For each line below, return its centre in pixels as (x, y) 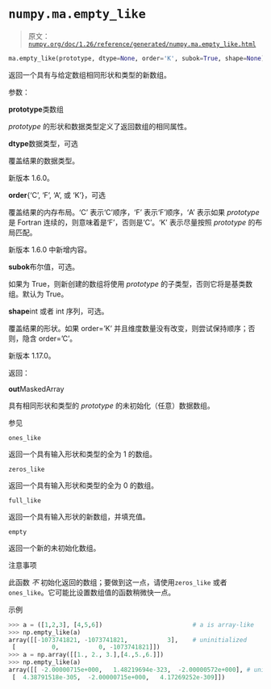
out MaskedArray (36, 389)
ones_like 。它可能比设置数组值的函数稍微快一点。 (92, 592)
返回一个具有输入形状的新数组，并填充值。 (79, 516)
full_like (25, 500)
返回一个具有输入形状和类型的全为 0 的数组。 (83, 485)
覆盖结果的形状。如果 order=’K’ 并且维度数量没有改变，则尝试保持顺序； (128, 328)
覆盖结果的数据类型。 (44, 161)
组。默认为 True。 (38, 294)
